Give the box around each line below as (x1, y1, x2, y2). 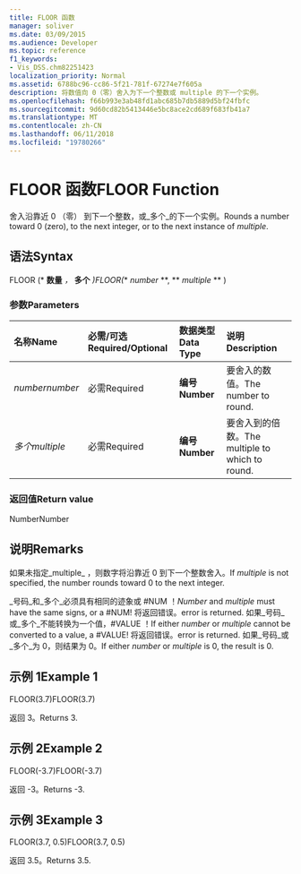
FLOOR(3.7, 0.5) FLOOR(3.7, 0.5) (9, 836, 125, 847)
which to (226, 453, 262, 466)
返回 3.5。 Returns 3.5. (9, 855, 91, 866)
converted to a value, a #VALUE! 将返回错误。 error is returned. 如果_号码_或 (9, 629, 289, 640)
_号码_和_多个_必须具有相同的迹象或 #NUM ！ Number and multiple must (9, 596, 276, 606)
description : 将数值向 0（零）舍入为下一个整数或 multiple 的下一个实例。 (9, 88, 263, 97)
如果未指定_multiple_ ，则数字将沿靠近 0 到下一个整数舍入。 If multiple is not (9, 567, 289, 578)
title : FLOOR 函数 (9, 13, 75, 22)
